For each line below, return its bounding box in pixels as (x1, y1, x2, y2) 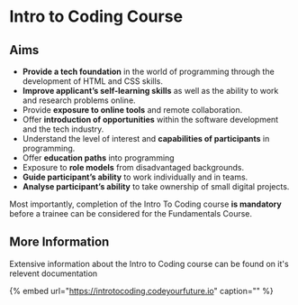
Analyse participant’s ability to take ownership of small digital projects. (22, 181, 290, 191)
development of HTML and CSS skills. (22, 76, 164, 87)
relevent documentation (9, 268, 98, 279)
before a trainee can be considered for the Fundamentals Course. (9, 208, 253, 218)
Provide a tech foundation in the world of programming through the (22, 66, 275, 77)
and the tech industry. (22, 124, 104, 134)
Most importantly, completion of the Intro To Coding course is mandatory (9, 199, 282, 209)
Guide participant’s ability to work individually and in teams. (22, 171, 248, 182)
